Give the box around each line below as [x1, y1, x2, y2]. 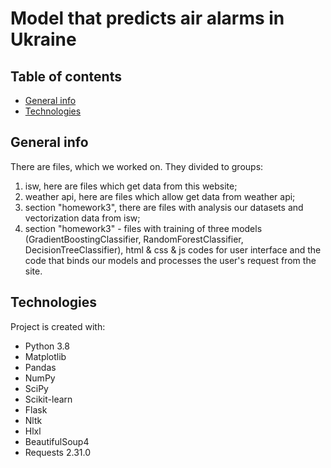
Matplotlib [24, 350, 67, 362]
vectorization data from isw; [24, 212, 141, 224]
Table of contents [10, 68, 122, 85]
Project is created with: [10, 320, 106, 332]
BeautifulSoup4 [24, 435, 90, 447]
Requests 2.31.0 [24, 446, 91, 458]
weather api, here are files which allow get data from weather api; [24, 190, 296, 202]
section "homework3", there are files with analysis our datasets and [24, 201, 304, 213]
